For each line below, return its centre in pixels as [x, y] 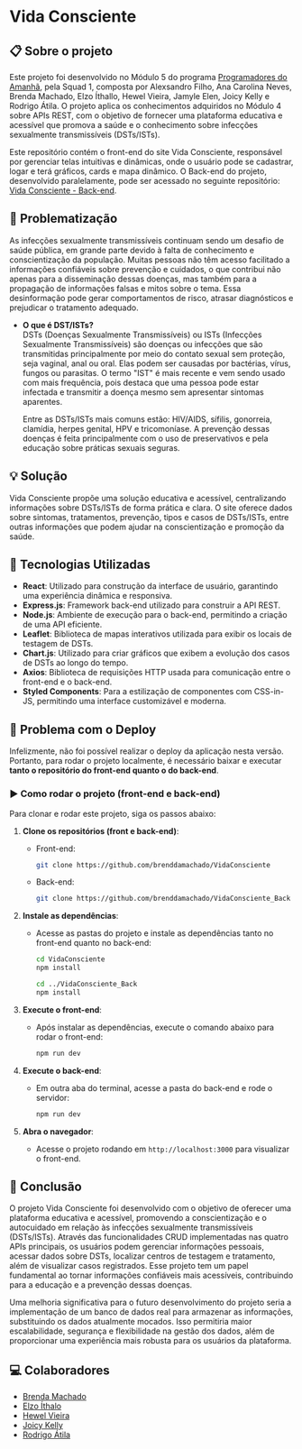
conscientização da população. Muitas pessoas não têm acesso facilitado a [150, 260]
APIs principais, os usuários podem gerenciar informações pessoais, [137, 1247]
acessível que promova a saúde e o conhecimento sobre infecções [134, 125]
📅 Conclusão [46, 1186]
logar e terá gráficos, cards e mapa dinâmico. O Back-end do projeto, [138, 171]
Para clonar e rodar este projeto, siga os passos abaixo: [113, 813]
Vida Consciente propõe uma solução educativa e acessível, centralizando [148, 498]
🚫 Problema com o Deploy [83, 729]
